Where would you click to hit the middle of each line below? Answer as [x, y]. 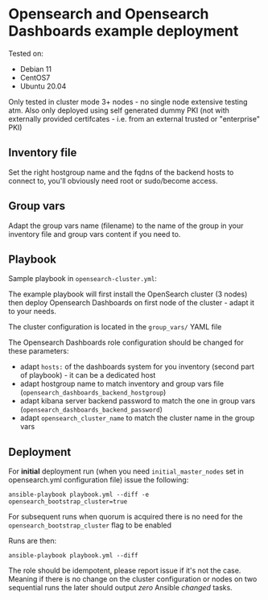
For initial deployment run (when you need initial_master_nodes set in [126, 471]
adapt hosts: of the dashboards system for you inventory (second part [137, 366]
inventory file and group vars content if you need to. [95, 234]
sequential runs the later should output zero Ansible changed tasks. [121, 588]
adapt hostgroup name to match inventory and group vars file [122, 384]
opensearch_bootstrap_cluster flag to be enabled [90, 525]
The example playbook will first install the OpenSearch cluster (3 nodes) [128, 294]
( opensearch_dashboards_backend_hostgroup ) [93, 392]
